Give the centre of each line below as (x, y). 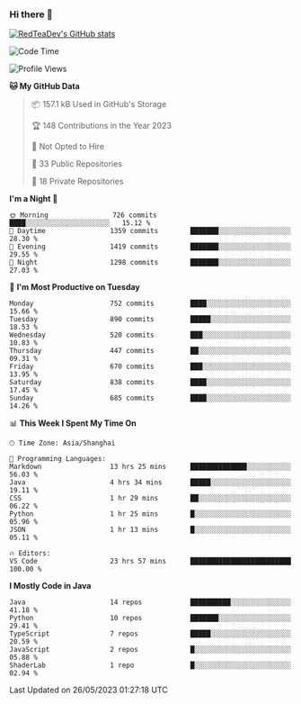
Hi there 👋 (31, 14)
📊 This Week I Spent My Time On (73, 423)
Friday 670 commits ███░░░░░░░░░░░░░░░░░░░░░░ (150, 367)
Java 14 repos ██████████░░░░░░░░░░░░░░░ (150, 602)
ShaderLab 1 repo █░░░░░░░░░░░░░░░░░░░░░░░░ (150, 665)
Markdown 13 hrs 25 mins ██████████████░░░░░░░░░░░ (150, 467)
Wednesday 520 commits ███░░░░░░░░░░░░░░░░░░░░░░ (150, 335)
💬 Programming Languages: (58, 459)
